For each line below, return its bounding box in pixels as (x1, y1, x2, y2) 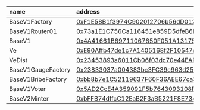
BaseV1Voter (9, 85, 46, 93)
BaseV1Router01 (9, 27, 58, 35)
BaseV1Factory (9, 18, 52, 25)
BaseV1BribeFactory (9, 75, 67, 83)
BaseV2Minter (9, 95, 49, 102)
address (76, 8, 100, 15)
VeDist (9, 56, 28, 64)
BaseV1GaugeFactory (9, 66, 71, 73)
